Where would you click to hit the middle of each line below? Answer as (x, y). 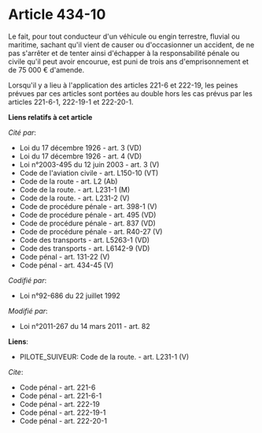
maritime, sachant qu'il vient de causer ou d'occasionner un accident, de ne (131, 44)
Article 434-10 (57, 15)
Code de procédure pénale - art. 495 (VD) (88, 215)
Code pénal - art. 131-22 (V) (65, 256)
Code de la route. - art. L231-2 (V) (74, 198)
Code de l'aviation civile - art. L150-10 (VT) (89, 173)
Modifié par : (28, 311)
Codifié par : (28, 280)
